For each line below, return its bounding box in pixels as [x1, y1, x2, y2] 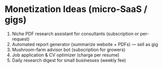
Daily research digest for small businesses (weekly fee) [11, 57, 126, 63]
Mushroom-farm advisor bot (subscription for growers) [11, 46, 125, 52]
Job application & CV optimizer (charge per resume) [11, 51, 119, 58]
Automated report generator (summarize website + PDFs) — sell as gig [11, 41, 158, 47]
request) [11, 36, 30, 42]
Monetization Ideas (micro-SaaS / [4, 3, 147, 15]
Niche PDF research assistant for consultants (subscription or [11, 30, 139, 36]
